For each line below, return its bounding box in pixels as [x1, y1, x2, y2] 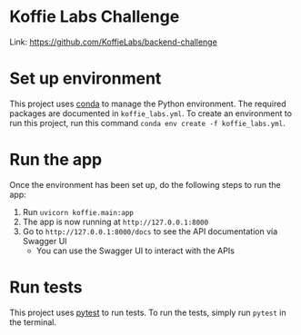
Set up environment [9, 68, 162, 89]
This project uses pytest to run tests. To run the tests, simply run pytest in [9, 307, 286, 318]
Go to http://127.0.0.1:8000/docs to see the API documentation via [22, 225, 278, 237]
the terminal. [9, 316, 57, 328]
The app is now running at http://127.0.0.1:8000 [22, 216, 209, 227]
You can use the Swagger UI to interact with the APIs [35, 245, 235, 256]
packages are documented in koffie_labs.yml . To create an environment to [9, 107, 293, 119]
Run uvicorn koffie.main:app [22, 206, 134, 217]
